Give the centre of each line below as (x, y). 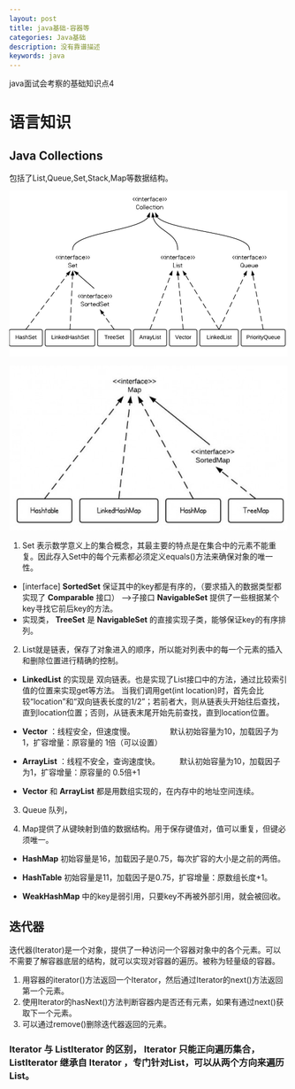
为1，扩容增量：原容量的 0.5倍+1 (81, 772)
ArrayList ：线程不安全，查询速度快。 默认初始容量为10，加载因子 (151, 761)
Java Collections (56, 155)
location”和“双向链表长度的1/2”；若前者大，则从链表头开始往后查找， (159, 701)
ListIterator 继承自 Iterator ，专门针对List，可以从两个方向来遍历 (147, 1062)
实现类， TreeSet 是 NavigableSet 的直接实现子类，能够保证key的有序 (150, 619)
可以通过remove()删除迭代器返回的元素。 (97, 1023)
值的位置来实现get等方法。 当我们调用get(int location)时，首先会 (139, 690)
